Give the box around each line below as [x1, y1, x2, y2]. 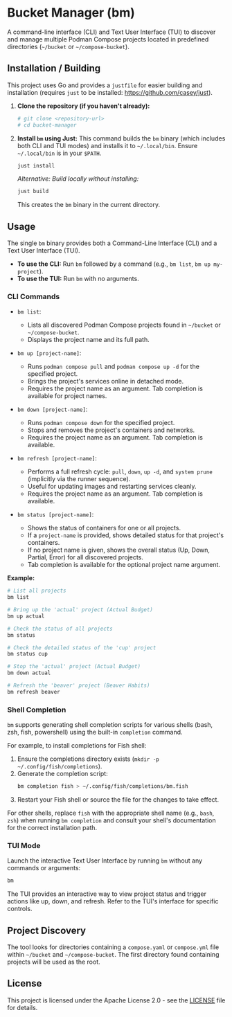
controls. [7, 905, 33, 913]
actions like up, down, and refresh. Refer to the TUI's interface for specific [7, 897, 219, 906]
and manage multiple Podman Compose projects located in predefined [7, 35, 209, 43]
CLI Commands [7, 291, 60, 301]
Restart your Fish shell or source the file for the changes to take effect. [17, 795, 220, 804]
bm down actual [7, 669, 51, 676]
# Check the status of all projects [7, 625, 113, 632]
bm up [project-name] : [17, 349, 82, 357]
